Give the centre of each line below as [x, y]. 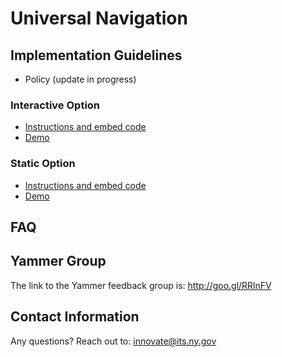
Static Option [43, 164]
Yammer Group [58, 261]
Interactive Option [55, 105]
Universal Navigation [99, 18]
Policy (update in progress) [80, 79]
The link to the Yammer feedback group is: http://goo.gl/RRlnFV [141, 285]
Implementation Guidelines [96, 55]
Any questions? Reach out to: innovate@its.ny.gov [113, 341]
